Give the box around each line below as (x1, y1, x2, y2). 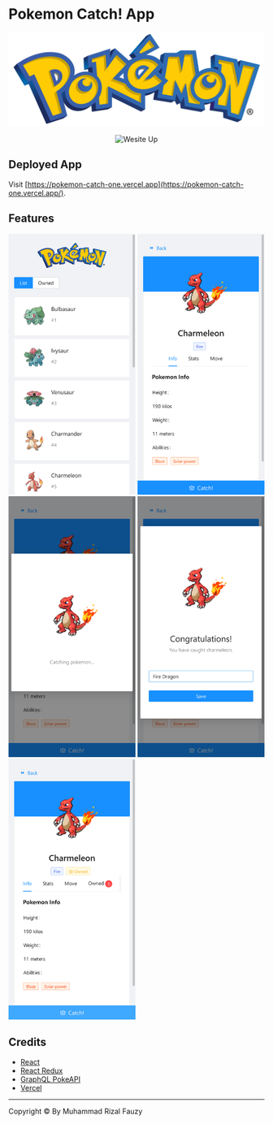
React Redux (19, 1066, 63, 1075)
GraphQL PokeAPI (19, 1074, 81, 1084)
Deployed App (8, 158, 83, 171)
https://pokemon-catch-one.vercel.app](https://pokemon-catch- (27, 179, 244, 189)
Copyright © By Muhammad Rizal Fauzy (8, 1106, 143, 1116)
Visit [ (8, 179, 28, 189)
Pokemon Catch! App (8, 5, 155, 24)
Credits (8, 1035, 47, 1049)
